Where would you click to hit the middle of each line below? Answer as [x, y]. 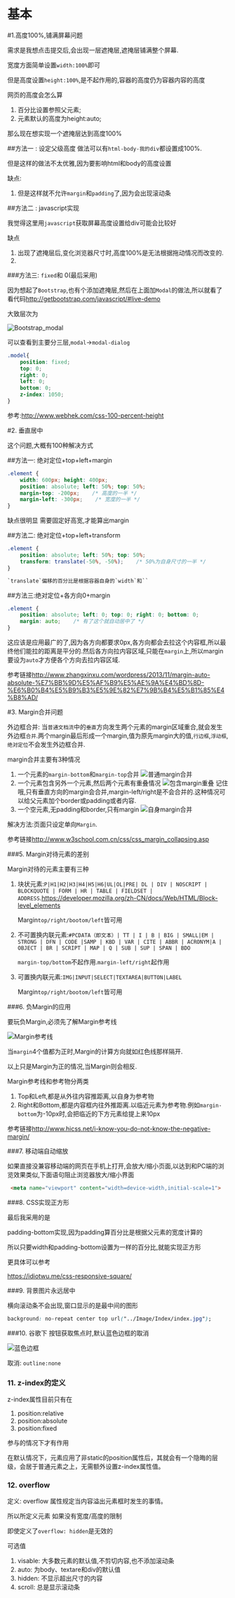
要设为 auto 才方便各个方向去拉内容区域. [64, 660]
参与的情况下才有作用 [38, 1443]
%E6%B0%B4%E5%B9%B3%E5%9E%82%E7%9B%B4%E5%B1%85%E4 [116, 690]
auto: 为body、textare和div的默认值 [69, 1570]
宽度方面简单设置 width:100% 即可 [54, 65]
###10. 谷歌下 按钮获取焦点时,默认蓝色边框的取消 [78, 1333]
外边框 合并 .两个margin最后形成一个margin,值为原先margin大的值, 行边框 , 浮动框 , [118, 736]
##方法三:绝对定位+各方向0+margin [59, 595]
